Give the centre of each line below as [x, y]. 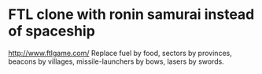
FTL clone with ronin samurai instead [131, 15]
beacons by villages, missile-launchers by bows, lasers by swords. [116, 61]
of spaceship [52, 31]
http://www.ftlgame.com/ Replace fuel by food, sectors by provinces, [120, 53]
